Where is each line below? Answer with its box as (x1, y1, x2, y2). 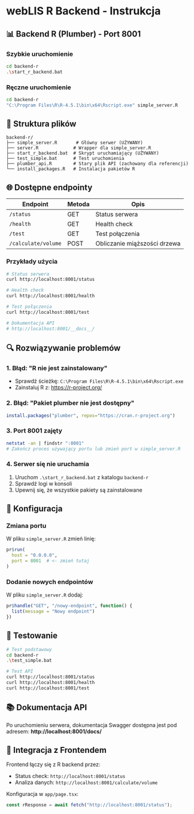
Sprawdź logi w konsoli (14, 480, 72, 487)
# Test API (6, 668, 34, 674)
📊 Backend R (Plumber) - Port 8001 (6, 29, 141, 39)
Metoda (67, 200, 90, 208)
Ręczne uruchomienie (6, 83, 72, 91)
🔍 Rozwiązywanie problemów (6, 343, 121, 353)
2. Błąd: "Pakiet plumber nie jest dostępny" (6, 399, 135, 407)
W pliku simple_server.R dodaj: (6, 591, 84, 598)
